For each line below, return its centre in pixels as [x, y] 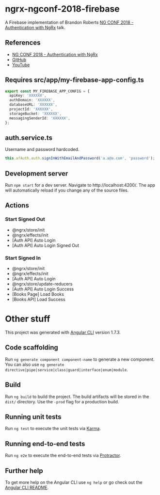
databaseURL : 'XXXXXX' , [33, 105]
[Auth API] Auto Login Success [43, 289]
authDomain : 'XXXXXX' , [32, 100]
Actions [17, 205]
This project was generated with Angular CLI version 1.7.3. [63, 332]
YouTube [21, 64]
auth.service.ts [29, 137]
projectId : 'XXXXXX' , [31, 109]
